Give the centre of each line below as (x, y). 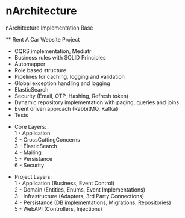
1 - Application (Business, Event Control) (64, 183)
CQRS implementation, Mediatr (53, 51)
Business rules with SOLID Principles (60, 57)
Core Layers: (30, 126)
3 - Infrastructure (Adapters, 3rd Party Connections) (79, 196)
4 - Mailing (28, 152)
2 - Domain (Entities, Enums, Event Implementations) (80, 189)
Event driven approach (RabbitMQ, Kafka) (66, 108)
